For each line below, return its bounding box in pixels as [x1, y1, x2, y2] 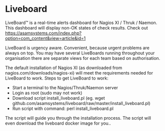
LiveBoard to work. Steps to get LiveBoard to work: [5, 75, 108, 81]
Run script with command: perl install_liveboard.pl [12, 105, 114, 111]
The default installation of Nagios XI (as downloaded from [5, 65, 122, 71]
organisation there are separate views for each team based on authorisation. [5, 55, 161, 61]
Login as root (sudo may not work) [12, 90, 83, 96]
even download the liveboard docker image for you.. [5, 120, 111, 126]
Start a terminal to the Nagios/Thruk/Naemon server [12, 84, 118, 90]
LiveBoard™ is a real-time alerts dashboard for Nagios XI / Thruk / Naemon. [5, 20, 158, 26]
